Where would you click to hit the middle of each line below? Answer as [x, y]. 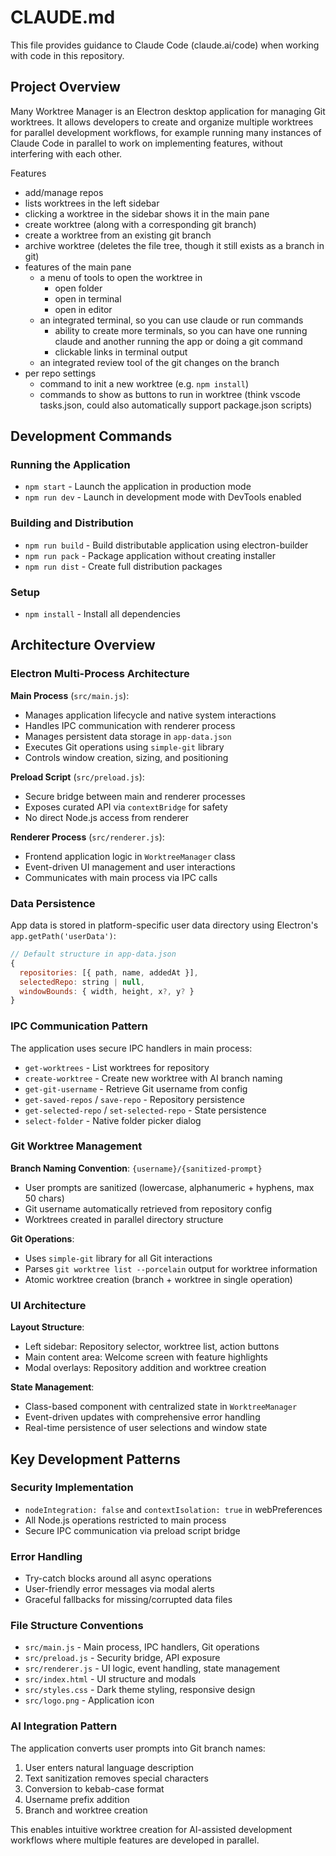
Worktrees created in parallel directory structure [124, 1219]
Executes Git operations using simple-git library [124, 747]
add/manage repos [64, 192]
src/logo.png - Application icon [89, 1700]
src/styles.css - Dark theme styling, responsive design [140, 1690]
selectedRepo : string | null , [82, 982]
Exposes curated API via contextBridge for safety [126, 807]
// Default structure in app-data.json [93, 954]
